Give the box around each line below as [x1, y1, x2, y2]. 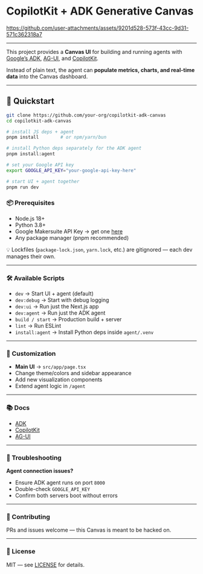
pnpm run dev [6, 184, 39, 190]
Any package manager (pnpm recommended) [14, 234, 129, 241]
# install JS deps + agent [6, 128, 74, 135]
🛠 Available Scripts [6, 274, 65, 282]
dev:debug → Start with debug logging [14, 296, 109, 304]
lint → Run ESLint [14, 322, 62, 330]
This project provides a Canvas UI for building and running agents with [6, 48, 182, 55]
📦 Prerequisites [6, 199, 55, 207]
